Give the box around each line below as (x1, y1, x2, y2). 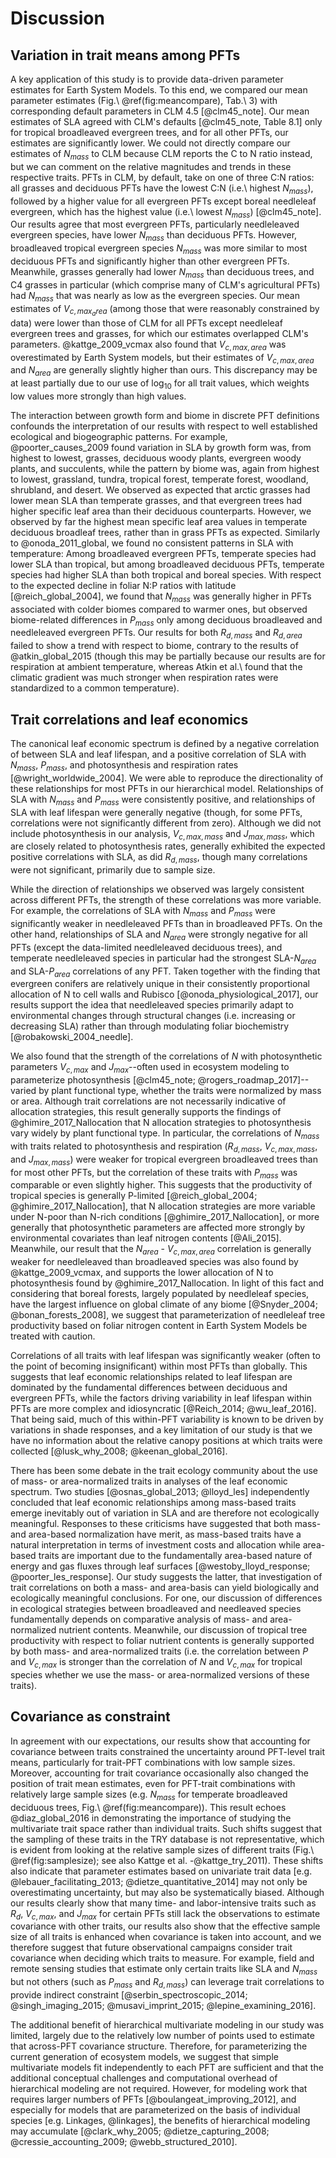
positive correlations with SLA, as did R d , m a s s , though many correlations (10, 851, 308, 866)
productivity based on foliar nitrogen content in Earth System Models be (10, 1320, 308, 1332)
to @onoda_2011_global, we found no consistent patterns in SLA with (10, 537, 294, 549)
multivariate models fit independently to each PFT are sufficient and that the (10, 2062, 324, 2074)
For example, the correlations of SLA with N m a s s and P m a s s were (10, 905, 276, 919)
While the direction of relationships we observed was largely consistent (10, 883, 305, 896)
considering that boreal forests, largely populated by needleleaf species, (10, 1288, 310, 1300)
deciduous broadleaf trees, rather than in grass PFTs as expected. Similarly (10, 526, 321, 538)
